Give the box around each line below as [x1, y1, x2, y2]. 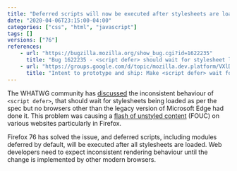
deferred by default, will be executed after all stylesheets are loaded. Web [7, 140, 222, 148]
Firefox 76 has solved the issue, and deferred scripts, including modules [7, 132, 217, 141]
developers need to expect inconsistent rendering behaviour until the [7, 148, 208, 156]
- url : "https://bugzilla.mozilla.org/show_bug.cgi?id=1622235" [20, 50, 213, 57]
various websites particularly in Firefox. [7, 119, 122, 127]
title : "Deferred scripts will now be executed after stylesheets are [7, 10, 219, 18]
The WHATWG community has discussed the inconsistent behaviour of [7, 89, 214, 98]
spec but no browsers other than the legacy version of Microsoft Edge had [7, 104, 224, 112]
